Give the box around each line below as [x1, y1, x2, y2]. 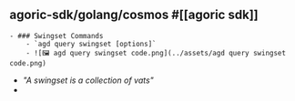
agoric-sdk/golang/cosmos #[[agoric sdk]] [9, 7, 259, 23]
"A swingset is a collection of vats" [22, 75, 155, 86]
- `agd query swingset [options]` [25, 39, 157, 48]
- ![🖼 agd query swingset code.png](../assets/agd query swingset [25, 48, 287, 57]
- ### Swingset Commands [9, 31, 104, 40]
